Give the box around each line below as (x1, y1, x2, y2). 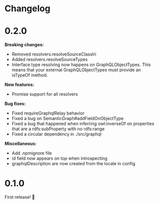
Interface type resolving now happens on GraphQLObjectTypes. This (11, 62, 151, 68)
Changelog (4, 3, 51, 14)
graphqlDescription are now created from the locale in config (11, 161, 135, 167)
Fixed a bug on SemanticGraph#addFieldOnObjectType (11, 116, 124, 121)
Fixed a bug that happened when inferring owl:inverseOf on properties (11, 121, 155, 127)
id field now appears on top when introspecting (11, 155, 107, 161)
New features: (4, 82, 34, 88)
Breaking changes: (4, 42, 44, 48)
